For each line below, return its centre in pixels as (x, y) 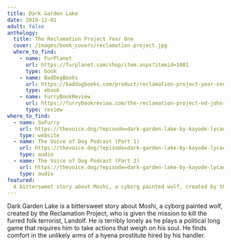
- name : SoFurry (36, 122)
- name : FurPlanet (46, 59)
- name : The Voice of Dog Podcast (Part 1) (76, 142)
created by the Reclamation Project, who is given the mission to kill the (107, 214)
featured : (21, 180)
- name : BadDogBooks (49, 78)
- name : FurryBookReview (55, 97)
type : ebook (42, 90)
